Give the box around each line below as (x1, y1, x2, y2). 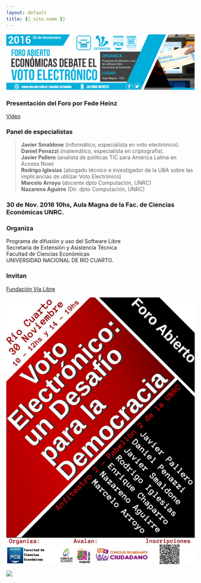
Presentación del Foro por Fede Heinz (6, 99, 118, 107)
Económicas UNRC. (6, 208, 65, 217)
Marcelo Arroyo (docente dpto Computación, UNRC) (20, 180, 151, 187)
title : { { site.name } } (6, 16, 66, 22)
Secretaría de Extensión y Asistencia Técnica (6, 244, 118, 251)
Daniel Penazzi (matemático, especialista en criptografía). (20, 147, 165, 155)
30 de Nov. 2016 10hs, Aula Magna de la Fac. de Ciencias (6, 201, 175, 209)
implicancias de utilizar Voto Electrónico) (20, 173, 121, 180)
